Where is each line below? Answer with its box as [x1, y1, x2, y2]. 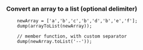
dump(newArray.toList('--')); [17, 39, 93, 45]
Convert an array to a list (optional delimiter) [6, 5, 138, 13]
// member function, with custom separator [17, 34, 127, 39]
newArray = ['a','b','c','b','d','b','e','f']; [17, 18, 138, 24]
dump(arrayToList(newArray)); [17, 23, 93, 29]
